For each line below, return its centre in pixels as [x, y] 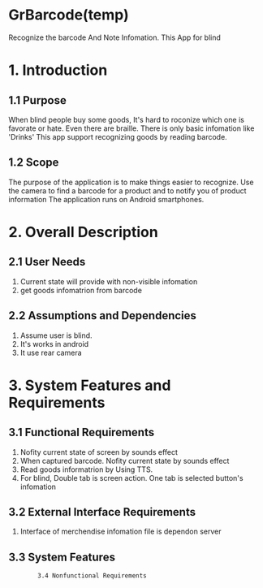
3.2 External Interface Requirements [102, 512]
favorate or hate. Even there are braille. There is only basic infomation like [131, 128]
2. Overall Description [83, 232]
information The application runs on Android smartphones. [106, 199]
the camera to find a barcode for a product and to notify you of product [127, 190]
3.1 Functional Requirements [82, 432]
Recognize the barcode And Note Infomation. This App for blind [115, 37]
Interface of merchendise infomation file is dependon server [121, 532]
